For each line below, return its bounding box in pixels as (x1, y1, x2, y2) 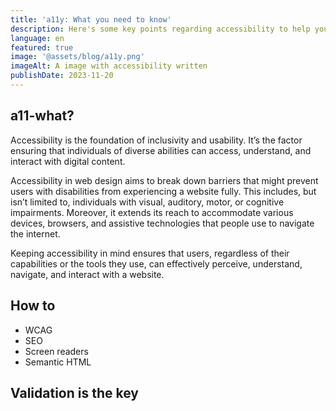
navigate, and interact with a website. (10, 268, 165, 280)
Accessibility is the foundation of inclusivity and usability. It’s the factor (10, 134, 303, 146)
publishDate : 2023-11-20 (10, 71, 114, 81)
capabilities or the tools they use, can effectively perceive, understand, (10, 257, 303, 270)
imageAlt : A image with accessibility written (10, 61, 208, 71)
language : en (10, 33, 65, 43)
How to (10, 297, 56, 315)
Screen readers (24, 345, 89, 357)
